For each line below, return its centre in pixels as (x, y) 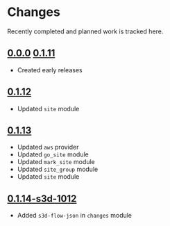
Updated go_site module (53, 154)
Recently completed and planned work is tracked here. (85, 31)
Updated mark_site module (56, 162)
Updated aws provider (48, 147)
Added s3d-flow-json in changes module (75, 216)
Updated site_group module (58, 169)
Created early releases (50, 70)
